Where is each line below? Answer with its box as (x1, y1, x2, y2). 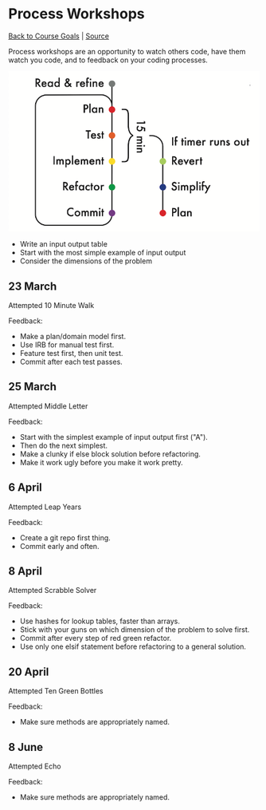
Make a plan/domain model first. (19, 332, 126, 342)
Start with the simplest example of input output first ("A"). (19, 432, 209, 441)
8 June (8, 740, 44, 754)
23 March (8, 279, 57, 293)
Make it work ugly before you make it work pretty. (19, 457, 183, 467)
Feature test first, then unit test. (19, 349, 123, 358)
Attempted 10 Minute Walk (8, 301, 95, 310)
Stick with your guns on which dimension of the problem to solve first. (19, 625, 250, 634)
